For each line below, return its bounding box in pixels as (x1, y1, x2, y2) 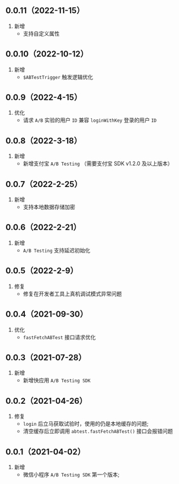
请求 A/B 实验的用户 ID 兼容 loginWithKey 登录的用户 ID (23, 116, 157, 124)
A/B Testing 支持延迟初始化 (23, 246, 91, 254)
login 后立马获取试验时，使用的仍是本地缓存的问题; (23, 420, 149, 428)
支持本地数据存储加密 (23, 204, 75, 211)
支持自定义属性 (23, 30, 60, 37)
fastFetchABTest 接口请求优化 (23, 333, 96, 340)
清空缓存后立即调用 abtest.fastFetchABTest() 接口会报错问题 (23, 428, 173, 435)
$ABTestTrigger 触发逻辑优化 (23, 73, 93, 80)
